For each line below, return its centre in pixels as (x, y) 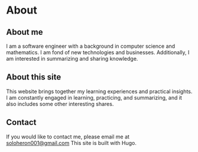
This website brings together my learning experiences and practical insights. (99, 91)
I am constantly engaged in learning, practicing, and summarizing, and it (94, 97)
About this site (34, 77)
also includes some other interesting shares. (60, 104)
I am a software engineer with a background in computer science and (91, 46)
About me (25, 32)
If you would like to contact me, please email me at (68, 137)
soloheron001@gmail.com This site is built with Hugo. (72, 143)
